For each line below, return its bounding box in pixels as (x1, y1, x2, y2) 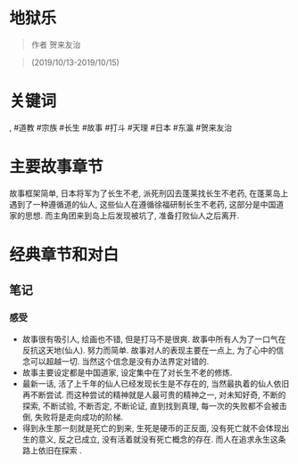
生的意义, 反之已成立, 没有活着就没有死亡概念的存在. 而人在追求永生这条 (21, 434, 286, 444)
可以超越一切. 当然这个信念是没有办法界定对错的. (29, 355, 210, 366)
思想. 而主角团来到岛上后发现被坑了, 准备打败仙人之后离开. (24, 210, 239, 221)
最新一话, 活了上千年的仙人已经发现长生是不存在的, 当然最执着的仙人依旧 (21, 378, 290, 388)
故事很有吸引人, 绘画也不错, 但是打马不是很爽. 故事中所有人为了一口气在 (21, 333, 286, 344)
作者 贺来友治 (30, 39, 81, 50)
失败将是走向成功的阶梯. (34, 411, 123, 422)
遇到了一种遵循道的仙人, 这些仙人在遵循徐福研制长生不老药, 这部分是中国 (9, 199, 277, 209)
